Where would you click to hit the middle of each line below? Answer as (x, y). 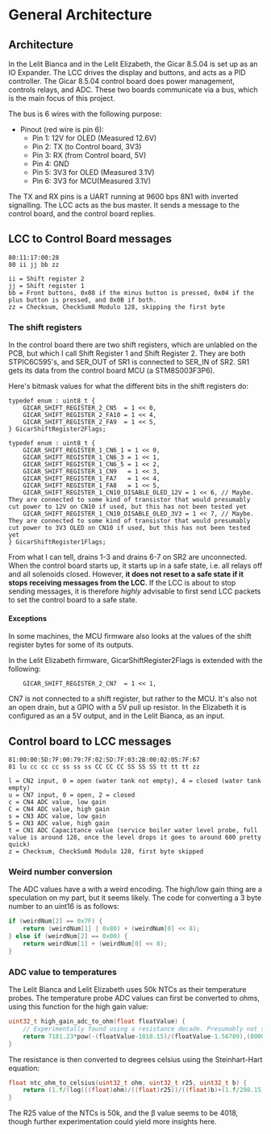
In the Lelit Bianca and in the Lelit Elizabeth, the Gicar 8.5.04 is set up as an (133, 64)
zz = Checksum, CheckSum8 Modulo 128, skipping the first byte (117, 307)
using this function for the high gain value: (79, 1007)
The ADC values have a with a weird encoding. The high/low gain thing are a (135, 890)
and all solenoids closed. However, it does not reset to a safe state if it (126, 574)
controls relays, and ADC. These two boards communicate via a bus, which (133, 90)
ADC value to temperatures (63, 972)
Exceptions (27, 618)
